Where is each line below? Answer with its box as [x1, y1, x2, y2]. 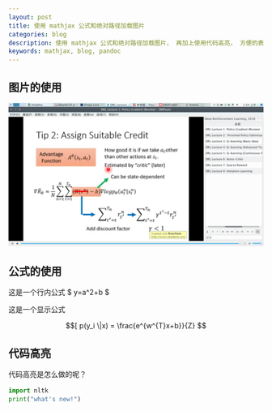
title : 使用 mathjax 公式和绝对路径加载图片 [8, 21, 146, 30]
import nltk [8, 387, 49, 395]
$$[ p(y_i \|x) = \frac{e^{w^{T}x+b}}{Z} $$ [66, 321, 206, 331]
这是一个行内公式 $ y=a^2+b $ [8, 288, 110, 298]
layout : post [8, 13, 53, 21]
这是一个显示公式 [8, 305, 66, 315]
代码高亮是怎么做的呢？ [8, 370, 87, 379]
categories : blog [8, 30, 67, 38]
